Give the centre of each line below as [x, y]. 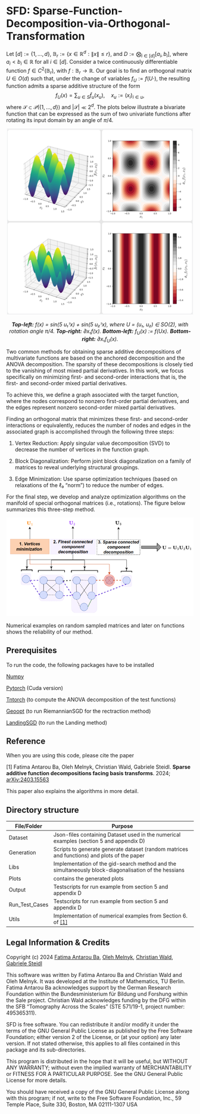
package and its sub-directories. [46, 1050]
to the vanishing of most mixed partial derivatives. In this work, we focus [95, 371]
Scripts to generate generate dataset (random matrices [121, 849]
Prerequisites [32, 650]
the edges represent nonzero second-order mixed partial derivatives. [91, 408]
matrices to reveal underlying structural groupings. [77, 467]
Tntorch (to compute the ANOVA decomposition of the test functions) [91, 699]
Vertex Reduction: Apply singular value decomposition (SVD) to [93, 443]
